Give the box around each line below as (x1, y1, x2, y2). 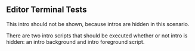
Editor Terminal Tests (6, 5, 87, 15)
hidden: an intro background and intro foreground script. (6, 38, 145, 45)
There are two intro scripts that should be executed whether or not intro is (6, 32, 188, 39)
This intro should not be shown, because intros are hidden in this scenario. (6, 20, 190, 27)
